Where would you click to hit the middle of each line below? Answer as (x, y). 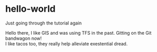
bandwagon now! (23, 38)
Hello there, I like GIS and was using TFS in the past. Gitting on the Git (78, 33)
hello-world (31, 9)
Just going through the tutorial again (44, 23)
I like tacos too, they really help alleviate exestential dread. (67, 43)
